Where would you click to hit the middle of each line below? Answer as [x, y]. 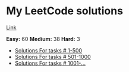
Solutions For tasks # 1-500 [48, 50]
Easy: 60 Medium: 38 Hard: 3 [43, 39]
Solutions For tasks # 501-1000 [53, 57]
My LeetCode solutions [65, 11]
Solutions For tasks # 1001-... [50, 63]
